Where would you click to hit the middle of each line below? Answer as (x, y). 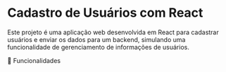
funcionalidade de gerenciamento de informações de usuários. (99, 47)
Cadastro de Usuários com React (105, 13)
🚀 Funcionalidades (34, 60)
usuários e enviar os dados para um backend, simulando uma (96, 39)
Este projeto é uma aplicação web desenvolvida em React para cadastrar (113, 32)
